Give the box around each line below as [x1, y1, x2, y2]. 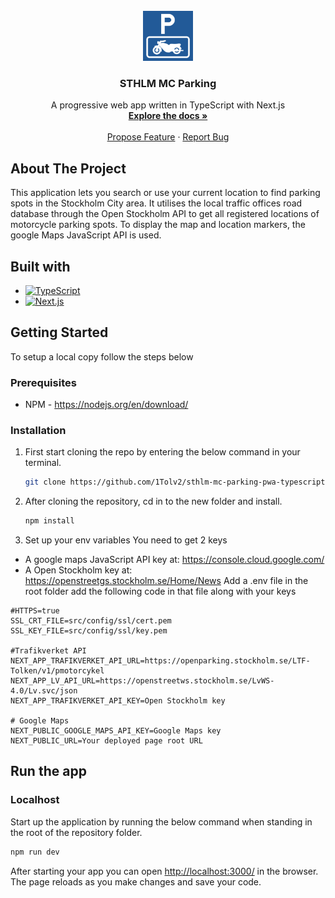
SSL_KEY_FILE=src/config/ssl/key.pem [10, 626, 168, 636]
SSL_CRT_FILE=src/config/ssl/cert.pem [10, 616, 172, 626]
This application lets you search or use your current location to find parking [10, 187, 321, 199]
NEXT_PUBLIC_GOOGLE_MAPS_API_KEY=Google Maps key [10, 726, 222, 736]
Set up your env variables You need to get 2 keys [24, 534, 228, 546]
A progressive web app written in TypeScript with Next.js [50, 99, 286, 111]
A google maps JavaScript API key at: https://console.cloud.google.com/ [24, 554, 325, 566]
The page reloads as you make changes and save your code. [10, 875, 262, 888]
